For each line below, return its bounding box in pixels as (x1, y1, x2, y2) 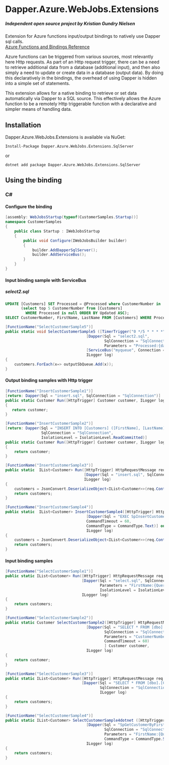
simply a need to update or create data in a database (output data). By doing (5, 69, 163, 76)
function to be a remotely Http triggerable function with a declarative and (5, 101, 157, 107)
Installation (5, 121, 41, 129)
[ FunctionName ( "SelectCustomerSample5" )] (5, 325, 94, 330)
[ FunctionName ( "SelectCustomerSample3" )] (5, 671, 94, 676)
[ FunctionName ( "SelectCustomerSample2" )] (5, 616, 94, 621)
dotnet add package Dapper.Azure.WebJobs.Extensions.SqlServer (5, 162, 141, 167)
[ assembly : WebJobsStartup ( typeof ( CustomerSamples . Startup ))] (5, 215, 138, 220)
